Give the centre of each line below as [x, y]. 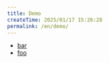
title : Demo [24, 13]
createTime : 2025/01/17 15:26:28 [55, 20]
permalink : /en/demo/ [38, 26]
